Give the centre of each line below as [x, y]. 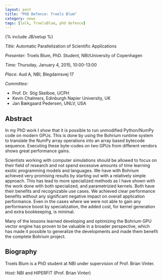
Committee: [16, 84]
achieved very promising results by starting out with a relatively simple [75, 176]
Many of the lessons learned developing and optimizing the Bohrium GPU [78, 221]
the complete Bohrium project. [35, 237]
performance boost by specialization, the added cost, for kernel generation [80, 207]
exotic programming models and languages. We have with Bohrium [72, 171]
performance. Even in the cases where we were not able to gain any [73, 202]
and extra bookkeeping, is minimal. [40, 212]
